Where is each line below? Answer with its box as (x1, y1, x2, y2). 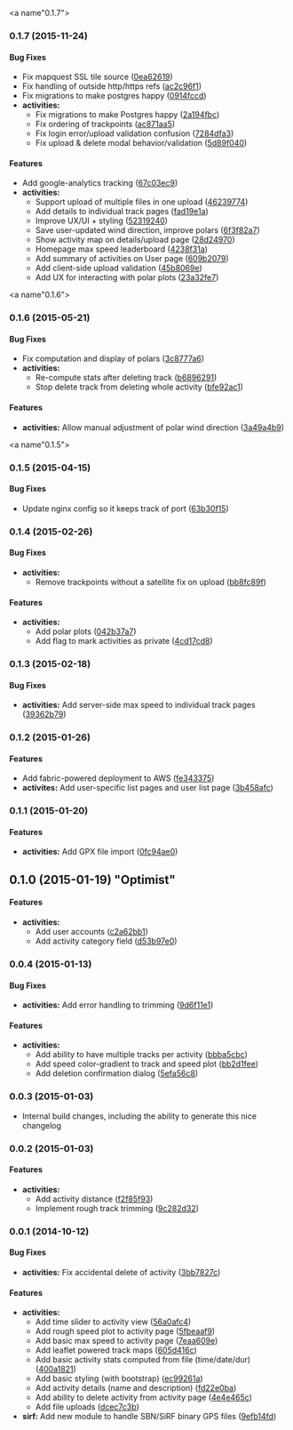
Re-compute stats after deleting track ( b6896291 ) (35, 373, 218, 383)
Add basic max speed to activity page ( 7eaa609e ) (35, 1336, 218, 1346)
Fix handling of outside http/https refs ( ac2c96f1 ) (21, 81, 202, 92)
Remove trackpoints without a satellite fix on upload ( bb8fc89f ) (35, 576, 266, 587)
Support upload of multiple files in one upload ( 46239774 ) (35, 197, 249, 207)
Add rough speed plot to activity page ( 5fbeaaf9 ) (35, 1326, 216, 1337)
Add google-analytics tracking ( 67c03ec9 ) (21, 178, 178, 189)
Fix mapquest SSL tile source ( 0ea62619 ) (21, 71, 173, 83)
